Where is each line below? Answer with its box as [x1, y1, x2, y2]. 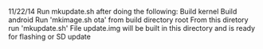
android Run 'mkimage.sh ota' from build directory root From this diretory [8, 15, 249, 24]
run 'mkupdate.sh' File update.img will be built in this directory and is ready [8, 24, 256, 32]
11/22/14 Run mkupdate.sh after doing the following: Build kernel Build [8, 7, 237, 16]
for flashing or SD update [8, 32, 92, 41]
